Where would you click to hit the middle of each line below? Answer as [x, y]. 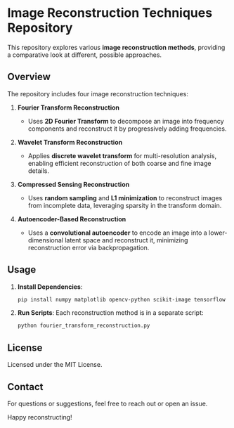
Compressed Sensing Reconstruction [73, 184]
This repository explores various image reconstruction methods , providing [116, 47]
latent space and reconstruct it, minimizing [126, 240]
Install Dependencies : [50, 287]
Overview [29, 77]
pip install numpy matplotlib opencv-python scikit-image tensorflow [122, 299]
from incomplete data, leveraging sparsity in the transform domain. [125, 205]
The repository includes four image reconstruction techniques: [98, 93]
